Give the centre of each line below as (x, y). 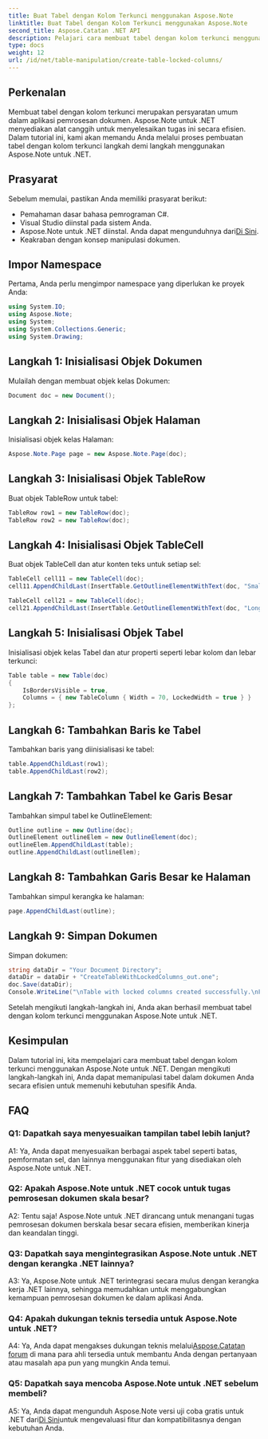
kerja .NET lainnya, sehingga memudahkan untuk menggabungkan (117, 1290)
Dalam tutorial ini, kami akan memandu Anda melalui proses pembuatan (126, 137)
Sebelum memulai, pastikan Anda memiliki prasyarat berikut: (108, 198)
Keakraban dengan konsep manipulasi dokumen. (100, 240)
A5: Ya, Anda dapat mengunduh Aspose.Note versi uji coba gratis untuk (126, 1411)
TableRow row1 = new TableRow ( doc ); (69, 513)
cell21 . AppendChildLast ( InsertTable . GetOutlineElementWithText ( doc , (124, 609)
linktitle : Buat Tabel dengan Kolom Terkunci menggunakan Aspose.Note (128, 23)
